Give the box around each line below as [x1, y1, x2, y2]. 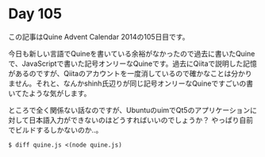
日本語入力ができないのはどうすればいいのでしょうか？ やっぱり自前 [29, 115, 254, 124]
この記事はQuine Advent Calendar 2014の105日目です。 [8, 32, 190, 41]
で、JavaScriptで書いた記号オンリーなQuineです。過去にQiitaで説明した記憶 [8, 59, 258, 68]
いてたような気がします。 [8, 88, 91, 98]
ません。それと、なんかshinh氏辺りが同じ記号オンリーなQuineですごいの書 [8, 78, 254, 88]
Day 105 [8, 5, 62, 23]
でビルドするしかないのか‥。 [8, 124, 103, 135]
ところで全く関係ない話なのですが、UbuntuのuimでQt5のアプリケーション [8, 105, 251, 115]
